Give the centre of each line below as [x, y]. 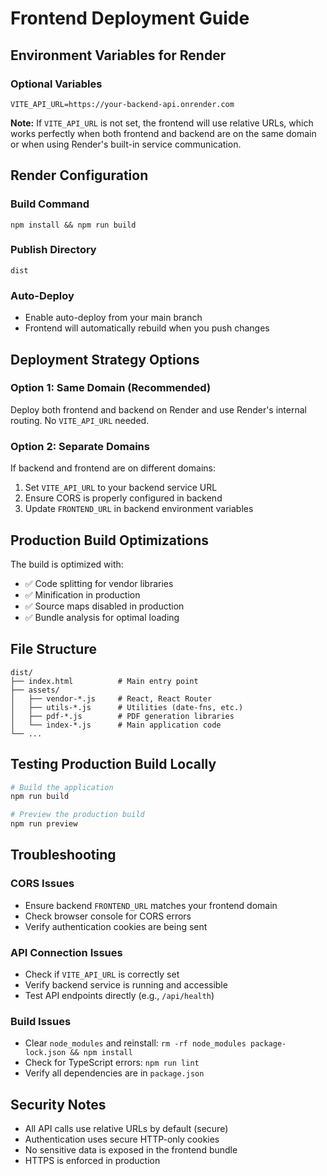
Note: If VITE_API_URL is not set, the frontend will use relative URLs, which [162, 123]
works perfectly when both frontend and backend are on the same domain [163, 133]
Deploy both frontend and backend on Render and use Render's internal [158, 409]
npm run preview [44, 824]
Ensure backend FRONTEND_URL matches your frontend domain [151, 905]
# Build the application [62, 787]
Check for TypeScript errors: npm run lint [112, 1063]
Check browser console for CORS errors [108, 916]
